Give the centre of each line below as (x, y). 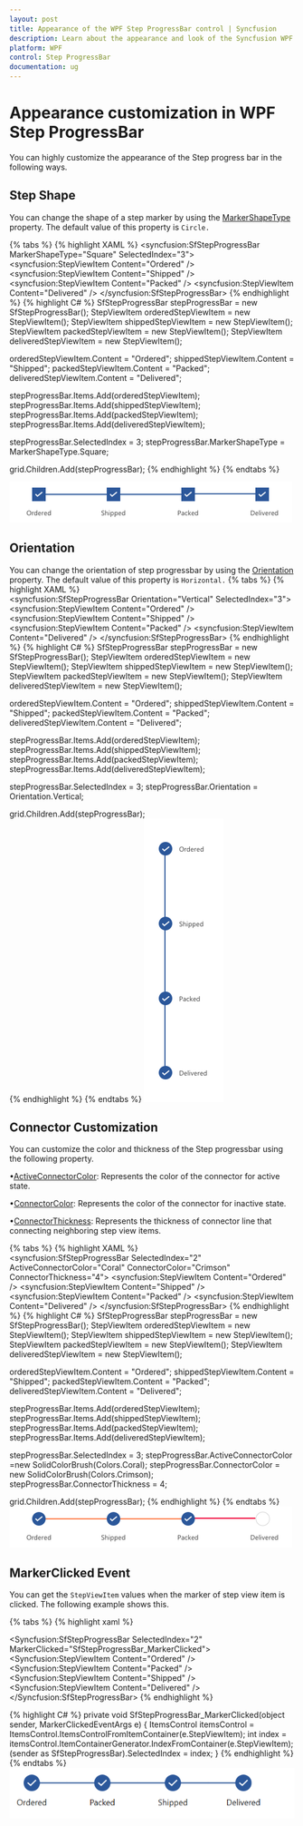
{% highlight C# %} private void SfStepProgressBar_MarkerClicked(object (147, 1715)
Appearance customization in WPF (142, 113)
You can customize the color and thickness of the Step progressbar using (146, 1149)
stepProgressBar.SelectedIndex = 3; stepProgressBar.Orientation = (134, 786)
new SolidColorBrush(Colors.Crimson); (81, 1475)
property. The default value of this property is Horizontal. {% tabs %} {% (147, 580)
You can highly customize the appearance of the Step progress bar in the (146, 157)
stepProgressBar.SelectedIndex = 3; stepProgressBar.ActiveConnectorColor (151, 1455)
